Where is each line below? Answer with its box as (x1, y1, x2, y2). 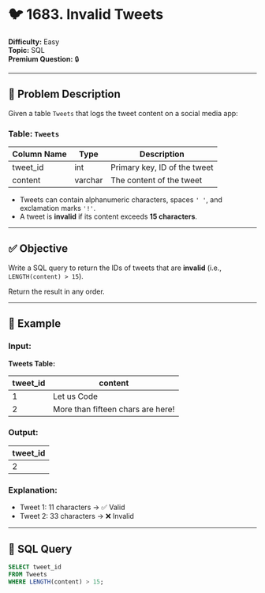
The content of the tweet (110, 175, 203, 186)
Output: (8, 427, 39, 438)
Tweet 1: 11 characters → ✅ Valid (19, 502, 125, 512)
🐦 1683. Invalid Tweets (8, 6, 164, 24)
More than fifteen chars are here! (52, 403, 175, 415)
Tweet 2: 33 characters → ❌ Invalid (19, 512, 134, 521)
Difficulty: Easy (8, 36, 60, 47)
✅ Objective (8, 242, 69, 256)
